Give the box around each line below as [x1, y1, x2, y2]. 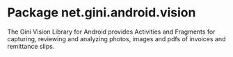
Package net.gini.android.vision [7, 5, 196, 21]
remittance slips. [7, 42, 55, 50]
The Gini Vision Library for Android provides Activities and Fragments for [7, 27, 216, 36]
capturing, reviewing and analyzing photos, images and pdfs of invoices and [7, 34, 226, 43]
